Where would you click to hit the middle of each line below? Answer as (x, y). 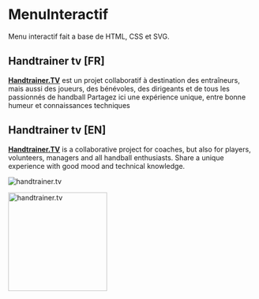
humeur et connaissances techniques (69, 105)
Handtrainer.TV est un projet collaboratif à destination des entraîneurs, (124, 80)
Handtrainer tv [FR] (56, 61)
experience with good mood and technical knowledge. (97, 166)
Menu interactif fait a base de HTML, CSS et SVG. (89, 36)
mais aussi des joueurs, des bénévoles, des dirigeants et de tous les (119, 88)
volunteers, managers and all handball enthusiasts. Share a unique (116, 157)
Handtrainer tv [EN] (57, 131)
